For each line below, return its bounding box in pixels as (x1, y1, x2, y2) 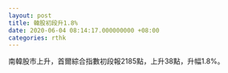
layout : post (8, 11, 52, 20)
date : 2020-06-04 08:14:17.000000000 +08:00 (8, 26, 160, 34)
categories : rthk (8, 33, 67, 42)
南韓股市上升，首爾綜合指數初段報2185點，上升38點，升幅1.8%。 (8, 56, 225, 66)
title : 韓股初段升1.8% (8, 19, 79, 27)
